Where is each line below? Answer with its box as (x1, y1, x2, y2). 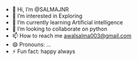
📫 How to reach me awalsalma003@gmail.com (12, 32, 132, 39)
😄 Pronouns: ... (12, 41, 52, 48)
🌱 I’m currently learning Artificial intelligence (12, 19, 123, 26)
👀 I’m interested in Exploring (12, 12, 83, 20)
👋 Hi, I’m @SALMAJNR (12, 6, 69, 13)
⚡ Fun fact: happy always (12, 48, 75, 55)
